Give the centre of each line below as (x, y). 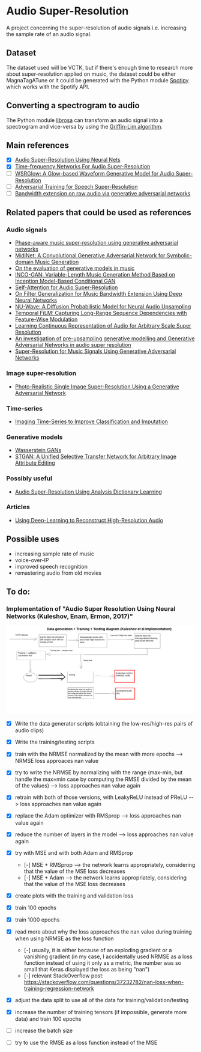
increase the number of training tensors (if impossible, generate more (101, 1012)
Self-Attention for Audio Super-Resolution (66, 287)
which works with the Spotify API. (48, 87)
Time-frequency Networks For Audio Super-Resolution (82, 167)
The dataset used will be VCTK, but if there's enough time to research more (100, 67)
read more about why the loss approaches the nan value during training (103, 931)
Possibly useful (29, 479)
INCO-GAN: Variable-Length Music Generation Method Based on (95, 275)
